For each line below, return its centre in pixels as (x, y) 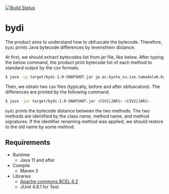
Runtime (21, 155)
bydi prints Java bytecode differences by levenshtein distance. (70, 47)
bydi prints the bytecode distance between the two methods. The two (77, 111)
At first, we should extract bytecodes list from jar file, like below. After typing (84, 57)
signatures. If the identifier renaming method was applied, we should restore (84, 121)
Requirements (28, 142)
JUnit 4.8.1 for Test (39, 186)
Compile (21, 165)
